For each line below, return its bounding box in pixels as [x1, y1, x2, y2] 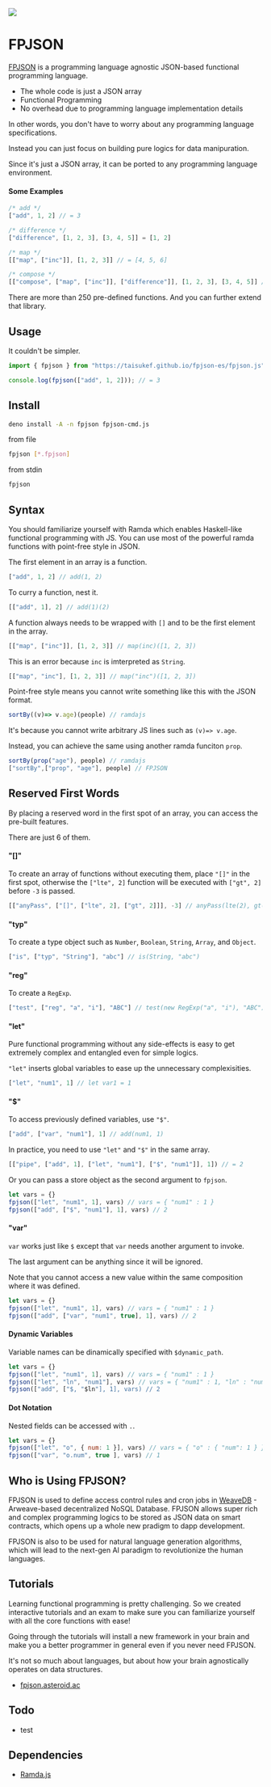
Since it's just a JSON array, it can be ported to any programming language [8, 158, 258, 169]
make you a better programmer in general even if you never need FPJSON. [8, 1640, 256, 1650]
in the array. [8, 626, 48, 636]
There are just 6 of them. [8, 832, 91, 842]
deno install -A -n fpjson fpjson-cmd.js [8, 420, 150, 428]
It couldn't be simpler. [8, 346, 81, 356]
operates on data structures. [8, 1664, 103, 1674]
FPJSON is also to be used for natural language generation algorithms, [8, 1536, 242, 1546]
